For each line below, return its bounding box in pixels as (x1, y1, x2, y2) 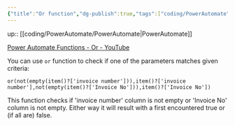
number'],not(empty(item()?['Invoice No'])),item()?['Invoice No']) (7, 83, 211, 91)
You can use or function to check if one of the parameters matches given (7, 57, 218, 65)
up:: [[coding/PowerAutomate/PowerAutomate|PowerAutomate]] (7, 29, 192, 38)
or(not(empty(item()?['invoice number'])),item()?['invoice (7, 78, 187, 85)
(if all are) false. (7, 111, 52, 119)
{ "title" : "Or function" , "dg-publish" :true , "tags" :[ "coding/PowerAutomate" (7, 10, 230, 17)
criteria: (7, 64, 30, 72)
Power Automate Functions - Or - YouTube (7, 43, 130, 51)
